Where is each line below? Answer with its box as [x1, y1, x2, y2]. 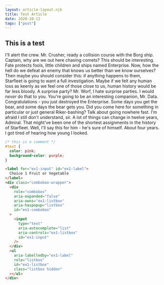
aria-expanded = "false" [14, 194, 60, 199]
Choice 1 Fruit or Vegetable [9, 171, 69, 176]
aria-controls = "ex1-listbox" [18, 230, 78, 235]
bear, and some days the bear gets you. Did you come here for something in [5, 104, 159, 110]
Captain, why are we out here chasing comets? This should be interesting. [5, 57, 155, 63]
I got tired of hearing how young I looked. [5, 130, 89, 136]
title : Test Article [5, 12, 47, 17]
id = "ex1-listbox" [14, 262, 49, 267]
